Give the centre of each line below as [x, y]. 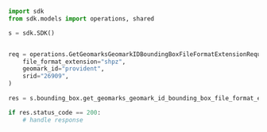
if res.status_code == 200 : [55, 112]
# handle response [53, 120]
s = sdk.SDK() [32, 33]
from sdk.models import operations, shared [81, 19]
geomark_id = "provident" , [64, 69]
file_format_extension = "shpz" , [74, 62]
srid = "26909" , [46, 76]
